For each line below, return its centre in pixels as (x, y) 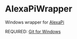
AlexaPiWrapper (39, 9)
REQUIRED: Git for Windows (33, 31)
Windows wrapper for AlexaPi (35, 22)
